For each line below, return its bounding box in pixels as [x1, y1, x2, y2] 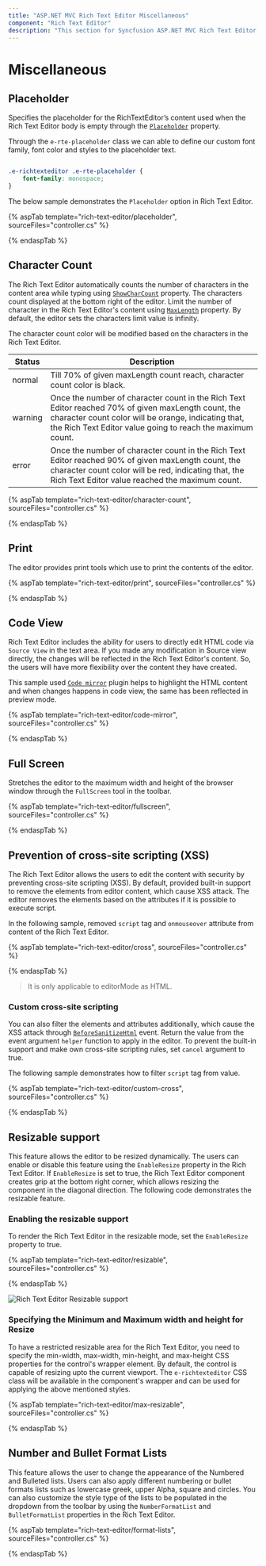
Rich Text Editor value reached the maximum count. [50, 474, 241, 485]
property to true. [8, 1240, 62, 1250]
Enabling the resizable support [8, 1214, 129, 1225]
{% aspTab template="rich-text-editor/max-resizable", [8, 1399, 184, 1409]
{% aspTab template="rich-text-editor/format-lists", [8, 1525, 177, 1534]
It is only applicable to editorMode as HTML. [27, 982, 173, 991]
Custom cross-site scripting [8, 1001, 119, 1012]
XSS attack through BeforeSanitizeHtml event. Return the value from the [8, 1028, 245, 1037]
